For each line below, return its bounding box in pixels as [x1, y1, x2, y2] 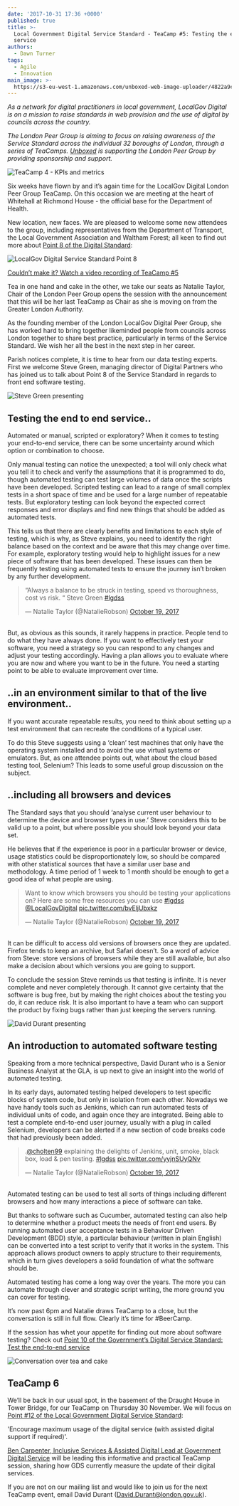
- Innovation [14, 70, 53, 77]
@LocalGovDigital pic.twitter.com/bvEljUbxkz [24, 903, 158, 912]
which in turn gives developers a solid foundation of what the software [7, 1256, 214, 1265]
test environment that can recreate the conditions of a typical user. [7, 724, 203, 733]
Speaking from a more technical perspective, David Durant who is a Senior [7, 1059, 226, 1067]
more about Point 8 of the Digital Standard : [7, 241, 133, 250]
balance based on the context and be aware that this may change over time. [7, 542, 230, 551]
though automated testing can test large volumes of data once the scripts [7, 475, 223, 484]
